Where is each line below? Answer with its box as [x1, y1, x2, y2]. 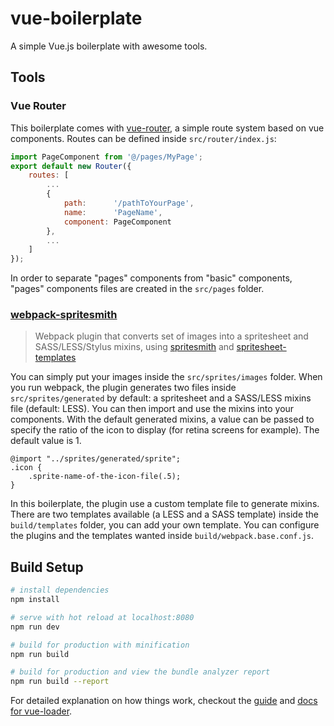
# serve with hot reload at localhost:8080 [10, 612, 195, 622]
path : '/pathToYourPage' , [63, 198, 195, 208]
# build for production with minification [10, 640, 190, 650]
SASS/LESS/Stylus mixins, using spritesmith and [34, 341, 235, 353]
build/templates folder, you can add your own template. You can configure [10, 519, 320, 531]
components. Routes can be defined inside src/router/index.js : [10, 132, 277, 144]
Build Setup [10, 558, 84, 576]
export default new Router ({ [10, 161, 132, 171]
